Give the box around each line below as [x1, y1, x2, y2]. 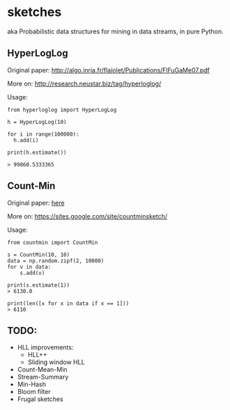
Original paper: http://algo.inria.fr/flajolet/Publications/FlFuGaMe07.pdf [7, 65, 210, 74]
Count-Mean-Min [17, 365, 68, 374]
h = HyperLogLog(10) [7, 118, 68, 125]
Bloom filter [17, 388, 51, 396]
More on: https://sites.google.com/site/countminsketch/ [7, 212, 167, 220]
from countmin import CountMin [7, 239, 98, 246]
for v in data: [7, 263, 52, 270]
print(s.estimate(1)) [7, 281, 70, 289]
